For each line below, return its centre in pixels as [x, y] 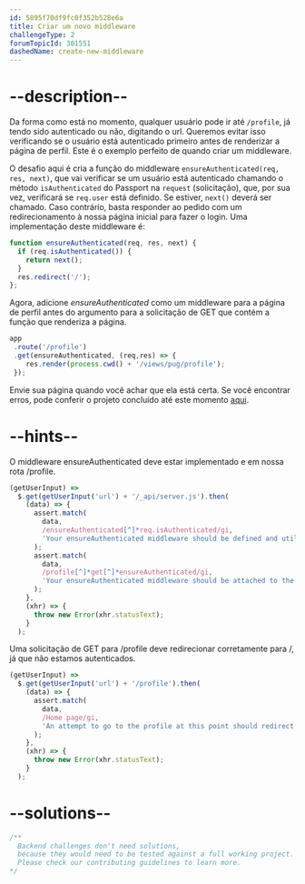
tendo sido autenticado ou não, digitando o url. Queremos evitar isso [138, 132]
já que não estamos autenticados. [73, 658]
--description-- [69, 97]
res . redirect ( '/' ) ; [54, 277]
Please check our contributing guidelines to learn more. [130, 863]
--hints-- [44, 436]
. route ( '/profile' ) [50, 347]
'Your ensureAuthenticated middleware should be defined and [160, 538]
